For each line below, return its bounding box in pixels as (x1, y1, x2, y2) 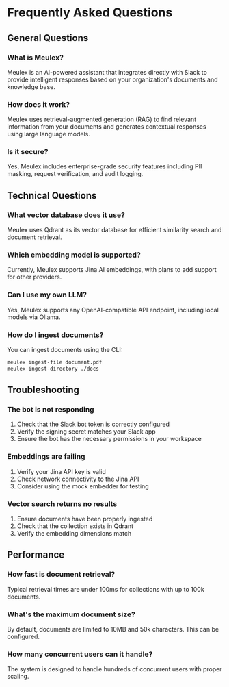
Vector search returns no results (7, 499, 118, 508)
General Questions (7, 32, 89, 44)
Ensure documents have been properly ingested (16, 515, 153, 523)
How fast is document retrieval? (7, 570, 116, 579)
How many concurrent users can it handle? (7, 649, 153, 659)
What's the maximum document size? (7, 610, 135, 619)
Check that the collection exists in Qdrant (16, 522, 134, 530)
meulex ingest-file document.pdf (7, 359, 103, 366)
